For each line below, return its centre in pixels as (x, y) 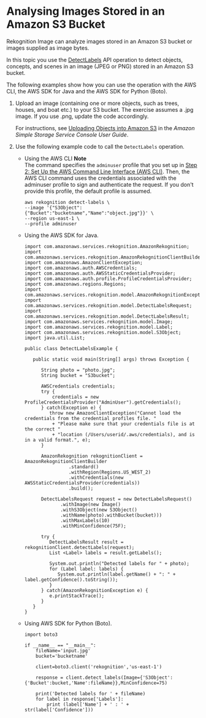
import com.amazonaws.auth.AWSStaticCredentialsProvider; (100, 273)
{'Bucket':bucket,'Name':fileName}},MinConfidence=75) (96, 683)
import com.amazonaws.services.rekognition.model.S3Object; (103, 332)
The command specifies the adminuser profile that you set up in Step (111, 165)
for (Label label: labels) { (86, 569)
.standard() (84, 467)
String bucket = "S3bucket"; (78, 375)
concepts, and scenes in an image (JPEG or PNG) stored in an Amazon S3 (100, 66)
